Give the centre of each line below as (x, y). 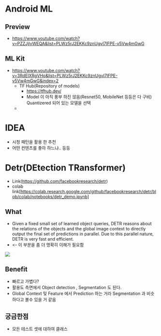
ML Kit (15, 59)
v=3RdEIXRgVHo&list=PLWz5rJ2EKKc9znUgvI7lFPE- (65, 76)
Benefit (16, 269)
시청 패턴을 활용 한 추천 (34, 142)
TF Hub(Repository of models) (49, 86)
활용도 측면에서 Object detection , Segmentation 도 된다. (67, 288)
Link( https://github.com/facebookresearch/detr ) (60, 181)
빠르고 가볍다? (26, 281)
